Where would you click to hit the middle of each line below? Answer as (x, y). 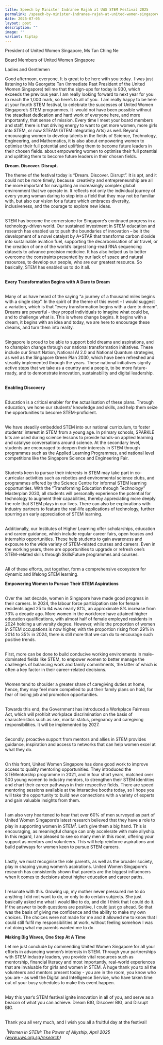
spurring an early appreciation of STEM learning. (54, 514)
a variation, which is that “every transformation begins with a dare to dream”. (81, 306)
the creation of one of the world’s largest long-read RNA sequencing (73, 247)
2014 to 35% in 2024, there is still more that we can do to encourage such (79, 634)
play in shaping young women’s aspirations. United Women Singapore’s (76, 867)
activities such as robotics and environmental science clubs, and (90, 478)
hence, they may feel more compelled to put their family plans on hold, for (79, 689)
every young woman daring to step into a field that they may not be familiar (80, 195)
